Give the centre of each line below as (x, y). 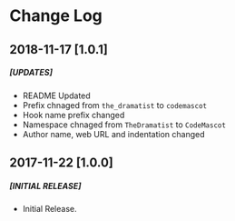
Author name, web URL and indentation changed (114, 134)
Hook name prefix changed (73, 115)
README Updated (56, 95)
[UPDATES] (31, 73)
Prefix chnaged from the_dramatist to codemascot (114, 105)
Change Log (56, 16)
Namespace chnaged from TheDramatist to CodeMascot (124, 125)
